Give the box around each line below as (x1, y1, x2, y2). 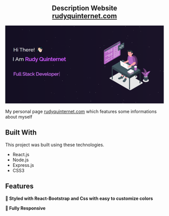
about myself (5, 114, 33, 120)
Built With (5, 128, 37, 137)
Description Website (52, 4, 117, 13)
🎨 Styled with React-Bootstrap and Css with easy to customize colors (5, 195, 153, 201)
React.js (12, 151, 30, 157)
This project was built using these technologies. (5, 142, 105, 148)
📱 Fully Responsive (5, 205, 46, 211)
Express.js (12, 162, 34, 168)
